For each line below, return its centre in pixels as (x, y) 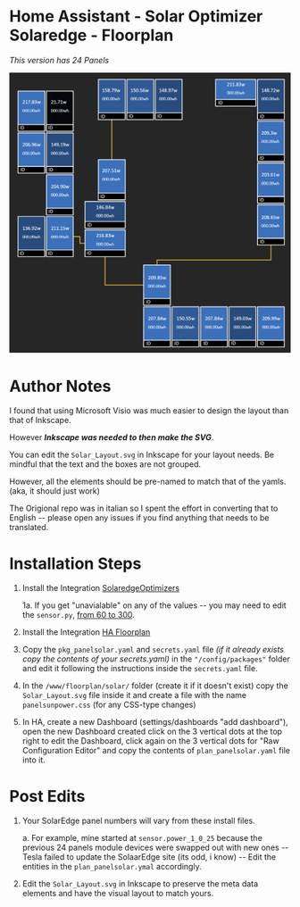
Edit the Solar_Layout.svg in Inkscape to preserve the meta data (140, 884)
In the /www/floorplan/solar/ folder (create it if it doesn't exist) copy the (155, 686)
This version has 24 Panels (59, 60)
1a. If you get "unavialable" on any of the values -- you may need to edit (154, 605)
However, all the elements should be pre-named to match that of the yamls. (148, 482)
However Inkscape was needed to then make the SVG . (112, 437)
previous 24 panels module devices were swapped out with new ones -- (155, 848)
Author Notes (60, 386)
